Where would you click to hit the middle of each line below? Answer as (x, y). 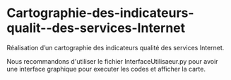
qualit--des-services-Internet (96, 28)
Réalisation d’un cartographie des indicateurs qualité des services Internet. (115, 47)
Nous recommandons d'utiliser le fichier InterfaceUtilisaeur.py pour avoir (112, 61)
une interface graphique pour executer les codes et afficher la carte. (106, 69)
